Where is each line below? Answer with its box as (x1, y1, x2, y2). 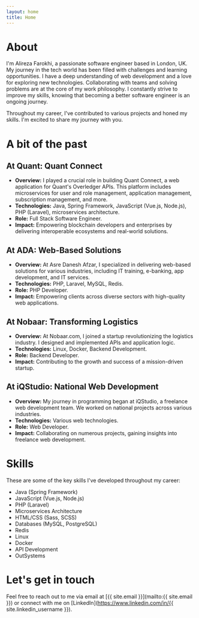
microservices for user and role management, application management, (14, 189, 192, 197)
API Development (14, 545, 58, 553)
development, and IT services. (14, 274, 90, 281)
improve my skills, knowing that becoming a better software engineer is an (6, 92, 190, 99)
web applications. (14, 299, 59, 306)
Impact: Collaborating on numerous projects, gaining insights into (14, 429, 177, 436)
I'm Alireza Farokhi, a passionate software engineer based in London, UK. (6, 60, 188, 67)
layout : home (6, 8, 39, 15)
